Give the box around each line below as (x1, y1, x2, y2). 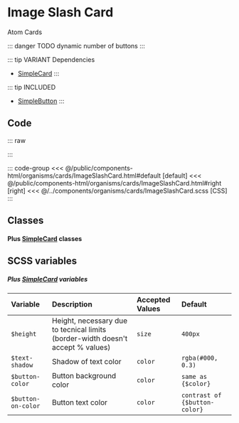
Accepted (136, 295, 171, 305)
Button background (52, 371, 117, 381)
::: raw (7, 136, 26, 144)
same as (181, 373, 208, 381)
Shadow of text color (52, 357, 122, 367)
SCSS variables (7, 255, 78, 267)
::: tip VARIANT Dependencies (7, 55, 95, 64)
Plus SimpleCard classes (7, 234, 83, 242)
